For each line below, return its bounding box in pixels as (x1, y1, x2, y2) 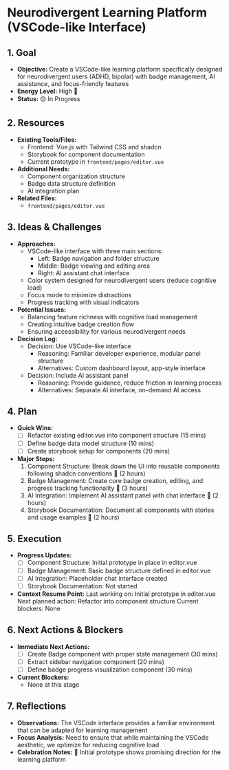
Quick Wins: (17, 424, 54, 432)
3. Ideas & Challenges (7, 222, 102, 233)
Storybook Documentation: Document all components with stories (27, 506, 215, 514)
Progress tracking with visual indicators (27, 298, 140, 306)
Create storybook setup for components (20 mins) (27, 447, 171, 455)
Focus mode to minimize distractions (27, 290, 132, 299)
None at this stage (27, 680, 80, 689)
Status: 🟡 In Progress (17, 95, 80, 103)
